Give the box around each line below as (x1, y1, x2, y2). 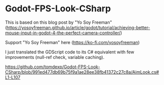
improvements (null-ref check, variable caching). (5, 54, 105, 60)
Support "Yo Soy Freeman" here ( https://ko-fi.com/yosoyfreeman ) (5, 39, 140, 45)
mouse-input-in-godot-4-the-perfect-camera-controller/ (5, 30, 121, 36)
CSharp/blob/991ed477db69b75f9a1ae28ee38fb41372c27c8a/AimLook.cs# (5, 69, 159, 75)
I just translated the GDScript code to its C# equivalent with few (5, 49, 134, 55)
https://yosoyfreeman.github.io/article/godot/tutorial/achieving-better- (6, 24, 151, 30)
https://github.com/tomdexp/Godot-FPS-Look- (5, 64, 100, 70)
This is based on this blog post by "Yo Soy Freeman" (5, 19, 112, 25)
